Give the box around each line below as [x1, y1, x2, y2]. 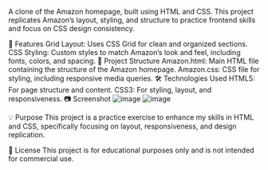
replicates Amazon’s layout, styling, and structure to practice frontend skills [8, 15, 256, 25]
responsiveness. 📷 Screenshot [8, 94, 112, 103]
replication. [8, 130, 45, 139]
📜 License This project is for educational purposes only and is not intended [8, 145, 254, 155]
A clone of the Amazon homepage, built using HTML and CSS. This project [8, 7, 254, 16]
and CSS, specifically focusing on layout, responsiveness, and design [8, 121, 237, 131]
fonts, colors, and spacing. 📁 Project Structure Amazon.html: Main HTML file [8, 56, 259, 65]
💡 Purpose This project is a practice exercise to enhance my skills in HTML [8, 113, 254, 122]
